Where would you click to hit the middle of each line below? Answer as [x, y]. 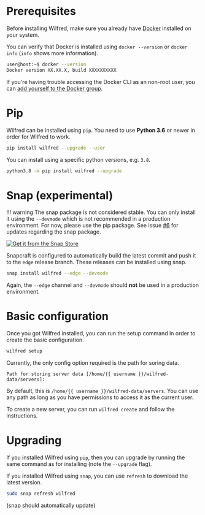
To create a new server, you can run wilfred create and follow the [91, 409]
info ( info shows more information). [52, 53]
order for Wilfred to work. [38, 137]
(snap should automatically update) [51, 505]
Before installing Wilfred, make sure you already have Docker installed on [99, 28]
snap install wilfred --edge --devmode [57, 273]
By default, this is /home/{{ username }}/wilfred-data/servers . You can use [102, 391]
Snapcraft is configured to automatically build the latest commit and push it [101, 256]
